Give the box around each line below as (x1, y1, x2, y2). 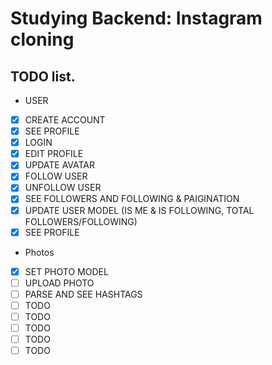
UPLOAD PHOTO (24, 277, 95, 289)
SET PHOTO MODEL (24, 265, 109, 277)
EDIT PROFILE (24, 148, 84, 160)
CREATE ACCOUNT (24, 114, 106, 126)
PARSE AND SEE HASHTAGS (24, 288, 143, 300)
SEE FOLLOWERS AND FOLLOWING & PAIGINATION (24, 193, 240, 205)
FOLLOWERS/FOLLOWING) (24, 215, 138, 227)
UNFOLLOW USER (24, 182, 102, 194)
